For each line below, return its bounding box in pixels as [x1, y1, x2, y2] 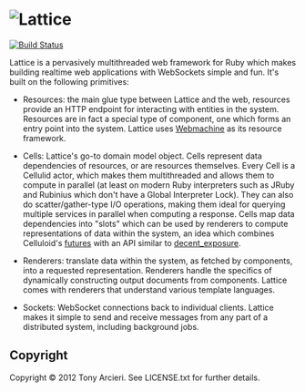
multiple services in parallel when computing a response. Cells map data [22, 208, 295, 219]
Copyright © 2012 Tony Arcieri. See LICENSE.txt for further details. [9, 372, 261, 383]
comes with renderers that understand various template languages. [22, 284, 276, 295]
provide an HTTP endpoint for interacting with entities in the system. [22, 103, 280, 114]
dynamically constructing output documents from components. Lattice [22, 274, 288, 285]
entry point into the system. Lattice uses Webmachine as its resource [22, 123, 282, 134]
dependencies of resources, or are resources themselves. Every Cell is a [22, 160, 296, 170]
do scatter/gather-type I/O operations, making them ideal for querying [22, 199, 286, 210]
